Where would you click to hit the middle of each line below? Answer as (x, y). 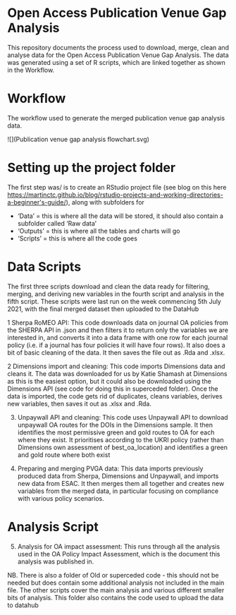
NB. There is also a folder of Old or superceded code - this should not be (113, 575)
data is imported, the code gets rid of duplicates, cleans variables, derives (115, 396)
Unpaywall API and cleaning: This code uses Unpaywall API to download (123, 417)
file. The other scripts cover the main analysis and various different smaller (116, 590)
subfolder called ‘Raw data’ (57, 223)
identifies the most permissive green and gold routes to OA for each (116, 432)
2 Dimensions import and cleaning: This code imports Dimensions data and (116, 366)
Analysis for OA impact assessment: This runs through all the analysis (119, 546)
